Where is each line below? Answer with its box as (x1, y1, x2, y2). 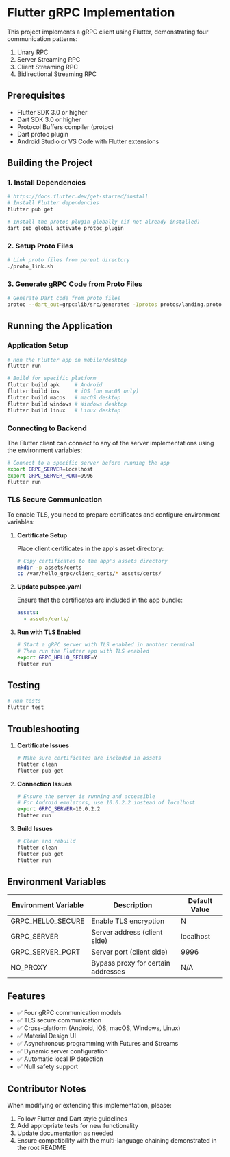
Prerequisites (7, 90, 66, 102)
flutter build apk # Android (7, 382, 103, 388)
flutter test (7, 704, 44, 711)
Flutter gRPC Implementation (7, 5, 175, 21)
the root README (16, 1144, 66, 1152)
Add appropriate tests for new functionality (16, 1122, 139, 1130)
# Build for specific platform (7, 375, 97, 382)
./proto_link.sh (7, 263, 53, 270)
